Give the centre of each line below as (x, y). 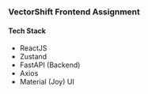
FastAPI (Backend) (50, 65)
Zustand (33, 57)
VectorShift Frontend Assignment (74, 12)
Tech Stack (27, 31)
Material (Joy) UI (47, 82)
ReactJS (33, 48)
